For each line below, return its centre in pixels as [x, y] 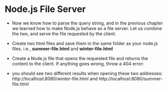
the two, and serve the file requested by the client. [64, 33]
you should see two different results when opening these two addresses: [87, 73]
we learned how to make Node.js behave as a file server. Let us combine [87, 28]
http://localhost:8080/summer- [131, 78]
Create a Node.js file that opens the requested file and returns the [80, 58]
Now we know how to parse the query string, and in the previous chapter [88, 23]
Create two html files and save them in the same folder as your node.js [85, 43]
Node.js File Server [45, 9]
